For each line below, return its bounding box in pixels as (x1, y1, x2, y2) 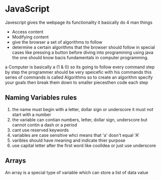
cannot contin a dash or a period (12, 122, 77, 128)
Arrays (5, 157, 26, 165)
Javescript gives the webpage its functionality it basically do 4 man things (5, 19, 153, 25)
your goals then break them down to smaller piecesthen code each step (5, 79, 148, 85)
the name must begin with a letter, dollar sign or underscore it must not (12, 106, 154, 112)
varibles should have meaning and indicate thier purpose (12, 137, 126, 143)
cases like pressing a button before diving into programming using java (12, 49, 154, 55)
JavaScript (5, 3, 50, 15)
